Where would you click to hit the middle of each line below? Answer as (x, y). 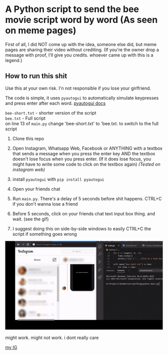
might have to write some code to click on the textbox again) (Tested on (86, 164)
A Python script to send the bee (72, 9)
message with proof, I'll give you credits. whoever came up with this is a (79, 55)
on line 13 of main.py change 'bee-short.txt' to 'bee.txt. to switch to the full (82, 123)
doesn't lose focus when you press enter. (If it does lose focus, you (82, 159)
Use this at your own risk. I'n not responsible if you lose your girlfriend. (78, 88)
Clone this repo (28, 138)
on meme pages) (41, 31)
